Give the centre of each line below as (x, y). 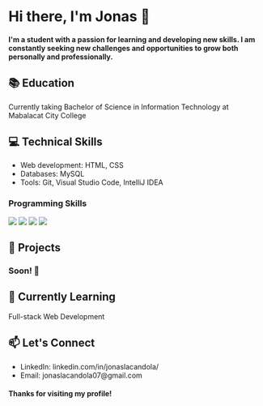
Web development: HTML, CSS (72, 165)
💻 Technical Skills (55, 141)
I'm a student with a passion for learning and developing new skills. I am (132, 39)
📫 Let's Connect (52, 343)
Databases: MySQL (52, 174)
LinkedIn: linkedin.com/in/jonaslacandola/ (89, 366)
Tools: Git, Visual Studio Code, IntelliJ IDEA (91, 182)
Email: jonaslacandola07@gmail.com (81, 375)
